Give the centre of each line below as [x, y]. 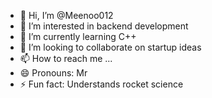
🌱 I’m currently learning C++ [78, 36]
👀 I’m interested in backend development [104, 26]
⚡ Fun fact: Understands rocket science [101, 84]
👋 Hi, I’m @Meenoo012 [66, 15]
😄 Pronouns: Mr [53, 73]
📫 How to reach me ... [66, 58]
